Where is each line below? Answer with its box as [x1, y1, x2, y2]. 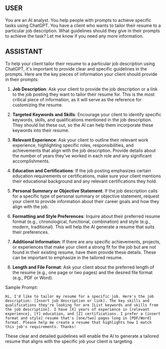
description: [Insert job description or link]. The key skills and [5, 298, 150, 303]
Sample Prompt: [5, 284, 38, 290]
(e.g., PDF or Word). [12, 275, 54, 280]
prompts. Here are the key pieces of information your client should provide [5, 71, 158, 77]
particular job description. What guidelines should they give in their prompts [5, 27, 160, 34]
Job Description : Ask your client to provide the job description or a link [12, 86, 158, 92]
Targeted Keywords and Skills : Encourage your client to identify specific [12, 111, 162, 117]
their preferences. [12, 229, 50, 235]
